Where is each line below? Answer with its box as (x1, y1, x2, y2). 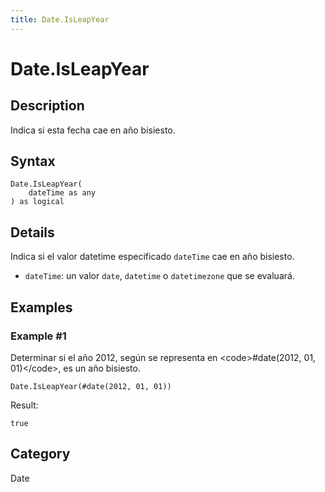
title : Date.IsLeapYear (10, 14, 110, 25)
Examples (10, 299, 73, 316)
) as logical (10, 197, 65, 207)
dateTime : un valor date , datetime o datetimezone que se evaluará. (24, 270, 295, 282)
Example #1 (10, 329, 67, 343)
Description (10, 97, 85, 115)
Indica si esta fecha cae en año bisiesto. (10, 124, 176, 136)
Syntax (10, 153, 56, 170)
